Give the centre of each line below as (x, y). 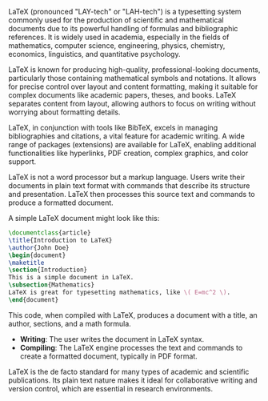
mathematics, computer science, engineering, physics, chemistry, (117, 46)
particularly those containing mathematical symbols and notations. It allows (132, 78)
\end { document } (34, 299)
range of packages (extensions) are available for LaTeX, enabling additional (132, 144)
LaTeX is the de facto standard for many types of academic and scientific (129, 371)
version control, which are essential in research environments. (111, 388)
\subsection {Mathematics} (51, 285)
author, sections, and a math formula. (70, 323)
